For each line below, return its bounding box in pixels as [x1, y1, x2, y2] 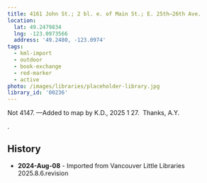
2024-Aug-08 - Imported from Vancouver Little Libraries [17, 161, 186, 170]
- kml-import [13, 50, 52, 57]
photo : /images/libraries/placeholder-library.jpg [7, 83, 160, 90]
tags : [7, 43, 23, 50]
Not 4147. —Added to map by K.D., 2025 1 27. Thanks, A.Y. [7, 109, 180, 117]
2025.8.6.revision [17, 169, 69, 177]
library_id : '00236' [7, 89, 69, 96]
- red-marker [13, 69, 52, 76]
